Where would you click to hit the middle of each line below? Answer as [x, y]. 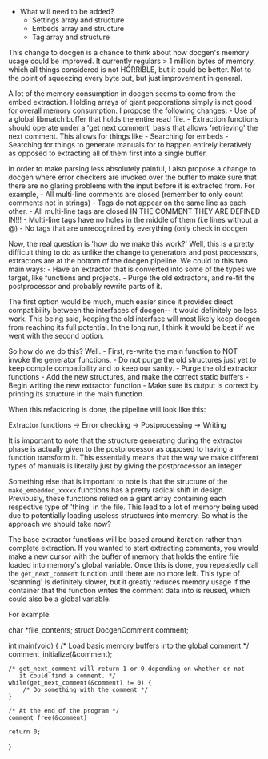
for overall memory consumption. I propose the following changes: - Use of [132, 110]
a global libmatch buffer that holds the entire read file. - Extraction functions [134, 119]
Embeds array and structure [78, 28]
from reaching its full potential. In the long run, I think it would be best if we [132, 327]
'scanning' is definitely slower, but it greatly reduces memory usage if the [129, 582]
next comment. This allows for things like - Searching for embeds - [119, 136]
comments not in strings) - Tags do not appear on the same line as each [127, 203]
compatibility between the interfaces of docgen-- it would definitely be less [133, 310]
